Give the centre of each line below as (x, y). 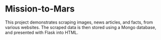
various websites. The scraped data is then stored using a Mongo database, (81, 27)
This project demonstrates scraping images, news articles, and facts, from (79, 22)
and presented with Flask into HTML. (42, 32)
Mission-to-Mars (40, 9)
